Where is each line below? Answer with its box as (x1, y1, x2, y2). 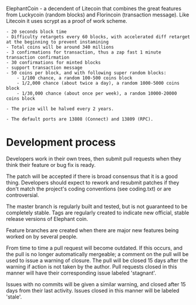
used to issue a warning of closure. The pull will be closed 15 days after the (6, 257, 188, 264)
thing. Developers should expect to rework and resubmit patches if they (6, 179, 180, 186)
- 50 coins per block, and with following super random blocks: (6, 70, 167, 76)
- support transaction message (6, 65, 83, 71)
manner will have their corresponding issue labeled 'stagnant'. (6, 269, 157, 276)
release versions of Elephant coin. (6, 215, 89, 222)
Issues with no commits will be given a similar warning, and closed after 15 (6, 280, 186, 287)
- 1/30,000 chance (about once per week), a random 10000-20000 (16, 91, 177, 96)
